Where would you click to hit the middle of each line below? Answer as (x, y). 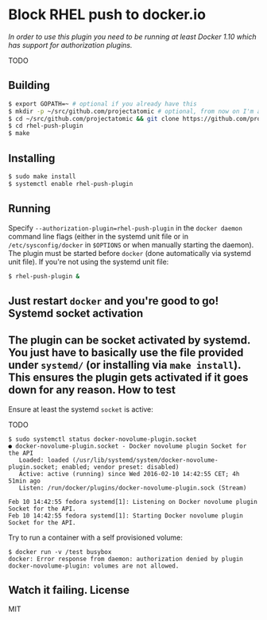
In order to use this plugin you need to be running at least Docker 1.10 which (132, 37)
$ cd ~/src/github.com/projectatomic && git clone (94, 118)
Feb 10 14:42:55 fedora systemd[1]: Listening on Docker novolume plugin (133, 502)
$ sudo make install (43, 176)
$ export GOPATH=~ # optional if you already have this (103, 104)
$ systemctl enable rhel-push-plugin (71, 184)
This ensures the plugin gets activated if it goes (128, 378)
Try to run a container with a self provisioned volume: (95, 537)
